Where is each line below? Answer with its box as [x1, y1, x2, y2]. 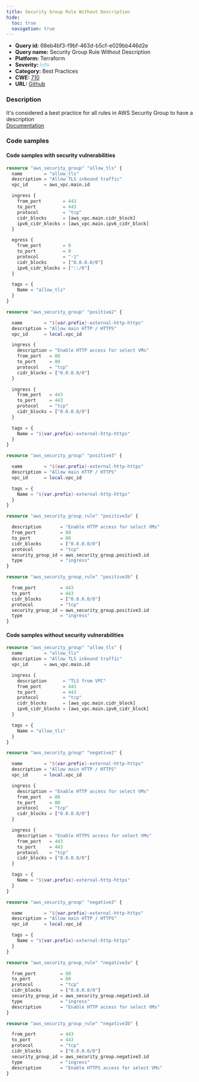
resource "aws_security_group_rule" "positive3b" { [6, 574, 138, 580]
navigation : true [11, 25, 55, 32]
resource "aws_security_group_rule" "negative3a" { [6, 959, 138, 965]
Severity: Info [14, 61, 50, 69]
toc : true [11, 20, 36, 26]
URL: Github [14, 81, 46, 88]
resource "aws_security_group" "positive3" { [6, 453, 122, 459]
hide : [6, 14, 20, 20]
